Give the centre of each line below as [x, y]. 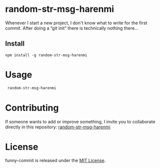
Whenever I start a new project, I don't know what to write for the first [76, 23]
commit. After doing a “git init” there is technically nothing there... [72, 28]
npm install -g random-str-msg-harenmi [46, 55]
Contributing [32, 108]
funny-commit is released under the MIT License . [55, 161]
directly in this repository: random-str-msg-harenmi [58, 127]
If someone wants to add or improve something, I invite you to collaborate [80, 121]
